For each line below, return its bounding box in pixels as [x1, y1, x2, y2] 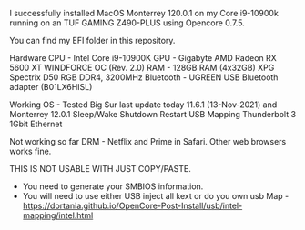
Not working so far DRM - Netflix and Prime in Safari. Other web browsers [9, 136, 287, 146]
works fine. [9, 145, 52, 156]
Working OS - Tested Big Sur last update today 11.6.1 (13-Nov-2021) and [9, 99, 278, 110]
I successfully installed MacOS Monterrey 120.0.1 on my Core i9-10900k [9, 8, 280, 18]
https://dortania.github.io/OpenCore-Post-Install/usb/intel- [22, 200, 243, 211]
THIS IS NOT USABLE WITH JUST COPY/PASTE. [9, 164, 191, 174]
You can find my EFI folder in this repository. [9, 35, 176, 45]
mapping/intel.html [22, 210, 94, 221]
